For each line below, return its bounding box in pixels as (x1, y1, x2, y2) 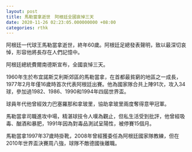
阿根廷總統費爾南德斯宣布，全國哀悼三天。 (6, 61, 109, 68)
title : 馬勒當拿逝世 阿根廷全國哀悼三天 (6, 14, 95, 20)
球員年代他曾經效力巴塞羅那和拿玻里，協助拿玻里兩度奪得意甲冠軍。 (6, 100, 170, 108)
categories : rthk (6, 24, 48, 31)
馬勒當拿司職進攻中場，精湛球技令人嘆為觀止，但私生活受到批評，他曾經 (6, 113, 180, 120)
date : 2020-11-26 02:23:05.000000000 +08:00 (6, 19, 116, 25)
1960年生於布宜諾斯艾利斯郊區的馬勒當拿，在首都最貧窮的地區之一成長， (6, 73, 181, 80)
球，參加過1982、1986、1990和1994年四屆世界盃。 (6, 88, 130, 95)
